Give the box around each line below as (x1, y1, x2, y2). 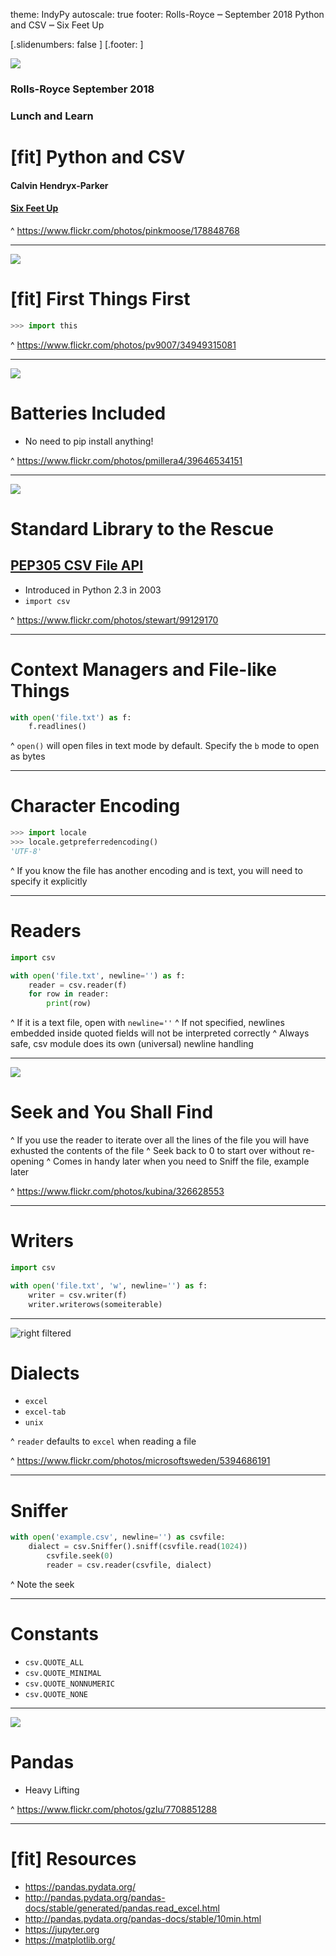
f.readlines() (28, 722, 87, 732)
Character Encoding (10, 795, 181, 818)
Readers (10, 920, 82, 943)
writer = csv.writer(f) (28, 1290, 128, 1300)
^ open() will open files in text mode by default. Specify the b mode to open (10, 740, 320, 752)
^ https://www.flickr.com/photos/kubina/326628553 (10, 1185, 225, 1198)
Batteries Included (10, 402, 167, 424)
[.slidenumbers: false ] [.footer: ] (10, 39, 144, 50)
